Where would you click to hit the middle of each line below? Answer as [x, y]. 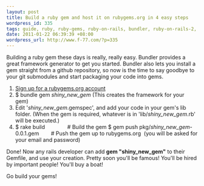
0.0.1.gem [27, 133]
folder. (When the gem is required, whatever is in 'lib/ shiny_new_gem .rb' [105, 114]
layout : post [23, 12]
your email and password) [48, 140]
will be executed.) [37, 121]
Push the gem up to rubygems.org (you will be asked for [127, 133]
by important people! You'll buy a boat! [55, 164]
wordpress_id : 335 [29, 23]
